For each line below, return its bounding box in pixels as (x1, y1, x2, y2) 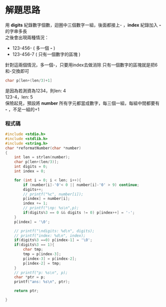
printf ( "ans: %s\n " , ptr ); (14, 280, 70, 285)
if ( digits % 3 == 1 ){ (14, 242, 55, 247)
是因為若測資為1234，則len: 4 (5, 88, 66, 94)
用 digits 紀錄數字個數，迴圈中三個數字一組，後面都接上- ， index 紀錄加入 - (5, 22, 162, 28)
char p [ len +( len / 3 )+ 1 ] (5, 78, 52, 83)
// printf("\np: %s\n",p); (23, 205, 79, 211)
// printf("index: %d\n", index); (14, 233, 86, 238)
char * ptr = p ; (14, 275, 46, 280)
